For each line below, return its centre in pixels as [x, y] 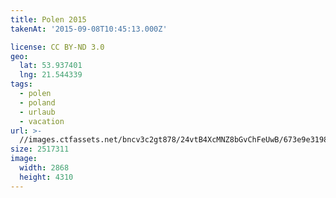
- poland [37, 102]
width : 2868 [44, 168]
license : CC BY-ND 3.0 [57, 47]
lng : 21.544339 [51, 75]
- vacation [42, 121]
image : [24, 159]
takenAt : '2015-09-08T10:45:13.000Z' [89, 29]
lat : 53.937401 [51, 66]
